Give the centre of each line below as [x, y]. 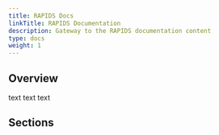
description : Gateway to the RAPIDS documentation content [110, 31]
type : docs [27, 38]
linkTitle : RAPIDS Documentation [65, 23]
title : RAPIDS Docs [41, 16]
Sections [31, 123]
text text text [29, 97]
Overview [34, 78]
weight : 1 [25, 46]
